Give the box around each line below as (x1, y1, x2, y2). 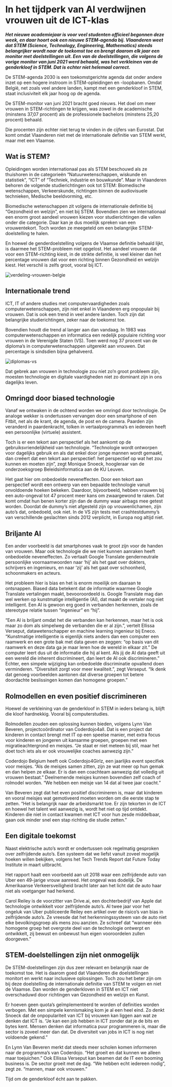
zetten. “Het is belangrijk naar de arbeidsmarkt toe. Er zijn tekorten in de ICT (5, 801, 166, 806)
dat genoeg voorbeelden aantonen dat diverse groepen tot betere (5, 672, 144, 678)
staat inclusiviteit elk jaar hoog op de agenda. (5, 90, 101, 96)
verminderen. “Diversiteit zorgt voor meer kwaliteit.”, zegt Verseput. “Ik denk (5, 666, 166, 672)
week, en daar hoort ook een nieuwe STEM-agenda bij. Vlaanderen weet (5, 37, 163, 43)
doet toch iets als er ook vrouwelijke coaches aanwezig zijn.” (5, 748, 134, 754)
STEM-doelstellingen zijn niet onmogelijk (5, 951, 140, 959)
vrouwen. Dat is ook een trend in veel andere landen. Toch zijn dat (5, 311, 145, 317)
